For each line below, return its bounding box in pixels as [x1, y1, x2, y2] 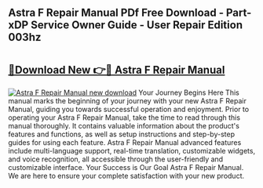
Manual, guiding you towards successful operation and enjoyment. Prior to [8, 105, 250, 114]
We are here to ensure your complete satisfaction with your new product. [8, 172, 245, 180]
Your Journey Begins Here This [138, 88, 239, 97]
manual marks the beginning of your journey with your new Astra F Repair [8, 96, 247, 105]
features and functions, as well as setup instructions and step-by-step [8, 129, 236, 139]
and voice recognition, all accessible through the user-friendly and [8, 154, 224, 164]
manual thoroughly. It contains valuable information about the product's [8, 121, 239, 130]
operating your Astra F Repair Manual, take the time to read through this [8, 113, 241, 122]
